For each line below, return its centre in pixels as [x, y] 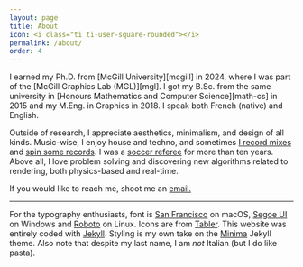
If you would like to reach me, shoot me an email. [101, 189]
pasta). [23, 253]
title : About [34, 26]
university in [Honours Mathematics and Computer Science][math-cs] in [143, 97]
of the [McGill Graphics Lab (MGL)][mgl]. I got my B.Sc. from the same [140, 87]
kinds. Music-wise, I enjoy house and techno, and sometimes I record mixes [150, 143]
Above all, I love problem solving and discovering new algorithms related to [149, 161]
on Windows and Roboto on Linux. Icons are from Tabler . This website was [148, 224]
